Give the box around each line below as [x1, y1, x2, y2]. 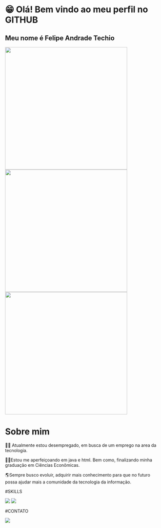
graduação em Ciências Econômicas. [5, 462, 80, 468]
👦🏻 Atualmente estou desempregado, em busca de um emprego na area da [5, 442, 157, 448]
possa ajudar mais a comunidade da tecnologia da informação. [5, 479, 132, 485]
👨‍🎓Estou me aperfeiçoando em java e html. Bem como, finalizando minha [5, 457, 153, 463]
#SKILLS [5, 488, 22, 494]
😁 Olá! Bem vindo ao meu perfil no [5, 4, 148, 15]
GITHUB [5, 14, 38, 25]
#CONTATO [5, 508, 28, 514]
